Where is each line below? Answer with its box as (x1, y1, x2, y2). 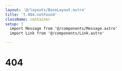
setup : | (5, 21, 24, 27)
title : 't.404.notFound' (5, 12, 57, 17)
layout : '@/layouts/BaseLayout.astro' (5, 7, 86, 13)
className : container (5, 17, 51, 22)
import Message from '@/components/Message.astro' (10, 26, 118, 31)
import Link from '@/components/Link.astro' (10, 31, 104, 36)
